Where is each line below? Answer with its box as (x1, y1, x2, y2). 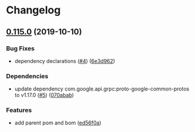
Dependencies (6, 72, 49, 80)
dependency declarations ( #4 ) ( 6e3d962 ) (14, 57, 115, 64)
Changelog (6, 4, 61, 17)
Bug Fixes (6, 44, 35, 53)
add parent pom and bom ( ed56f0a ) (14, 119, 101, 126)
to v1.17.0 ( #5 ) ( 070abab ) (14, 92, 74, 99)
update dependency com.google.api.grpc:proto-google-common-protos (14, 85, 190, 92)
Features (6, 106, 32, 114)
